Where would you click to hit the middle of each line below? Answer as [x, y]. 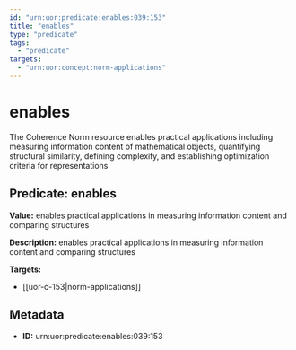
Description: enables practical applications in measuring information [136, 242]
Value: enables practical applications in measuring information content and [148, 215]
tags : [19, 43]
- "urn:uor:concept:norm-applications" [92, 68]
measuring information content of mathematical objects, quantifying [135, 146]
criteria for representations [59, 165]
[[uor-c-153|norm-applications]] [82, 286]
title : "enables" [42, 26]
